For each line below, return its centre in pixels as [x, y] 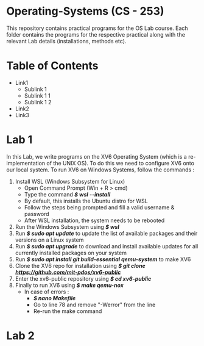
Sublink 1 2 [38, 102]
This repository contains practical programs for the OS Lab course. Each [97, 28]
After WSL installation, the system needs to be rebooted [94, 220]
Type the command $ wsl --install [67, 194]
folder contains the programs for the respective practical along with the [96, 34]
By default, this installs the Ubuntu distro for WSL [86, 201]
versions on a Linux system [49, 240]
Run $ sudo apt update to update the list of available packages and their [106, 233]
